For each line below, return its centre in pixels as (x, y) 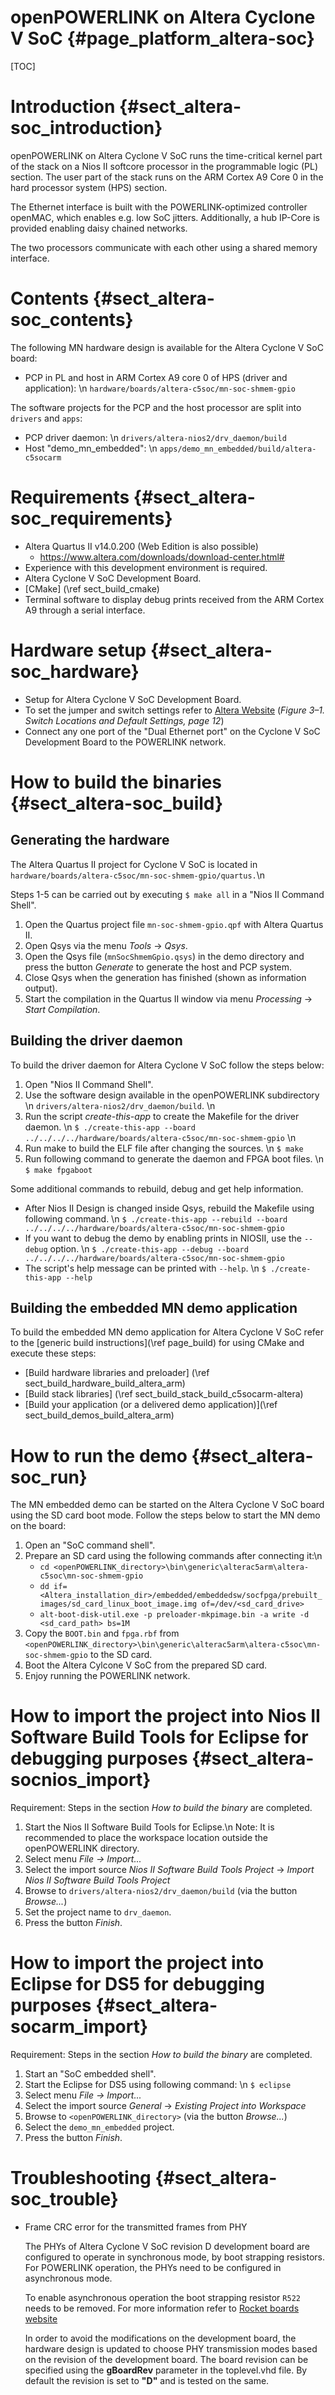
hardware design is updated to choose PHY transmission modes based (171, 2349)
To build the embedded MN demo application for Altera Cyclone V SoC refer (167, 1332)
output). (41, 988)
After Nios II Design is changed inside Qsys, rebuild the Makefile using (169, 1208)
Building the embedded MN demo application (154, 1307)
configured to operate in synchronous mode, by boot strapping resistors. (174, 2257)
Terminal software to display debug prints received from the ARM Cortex (174, 599)
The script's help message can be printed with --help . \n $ (145, 1268)
